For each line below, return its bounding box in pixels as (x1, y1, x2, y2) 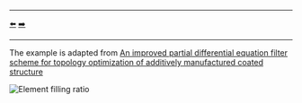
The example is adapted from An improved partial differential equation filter (9, 47, 289, 58)
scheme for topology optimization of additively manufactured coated (9, 57, 263, 67)
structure (9, 66, 43, 77)
